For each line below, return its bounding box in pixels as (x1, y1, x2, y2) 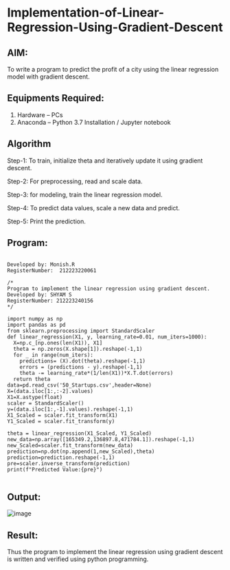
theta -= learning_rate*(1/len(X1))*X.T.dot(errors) (19, 370, 174, 377)
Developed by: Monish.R (7, 261, 76, 268)
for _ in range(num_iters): (13, 352, 94, 359)
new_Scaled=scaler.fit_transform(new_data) (7, 442, 134, 449)
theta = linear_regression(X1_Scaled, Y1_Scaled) (7, 430, 152, 437)
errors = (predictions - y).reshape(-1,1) (19, 364, 143, 371)
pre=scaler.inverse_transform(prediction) (7, 460, 130, 467)
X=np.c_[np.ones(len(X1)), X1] (13, 340, 103, 347)
